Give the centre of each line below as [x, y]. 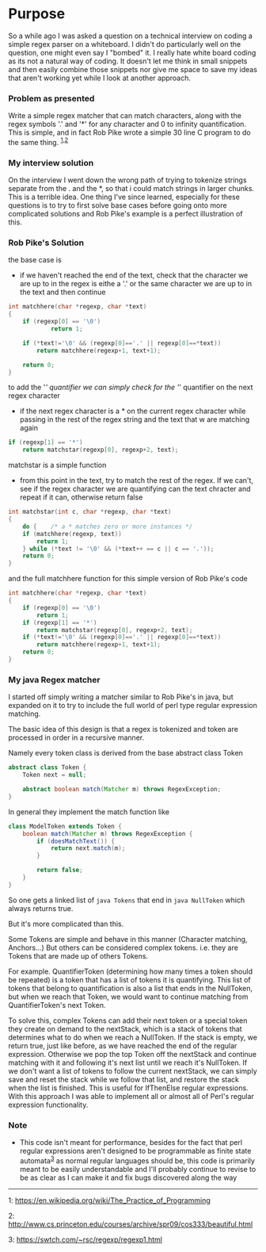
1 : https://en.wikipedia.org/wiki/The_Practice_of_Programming [110, 1200]
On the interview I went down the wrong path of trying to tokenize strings [127, 180]
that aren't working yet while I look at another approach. [100, 78]
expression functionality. [48, 1105]
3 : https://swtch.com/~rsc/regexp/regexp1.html [85, 1239]
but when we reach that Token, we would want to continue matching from [128, 997]
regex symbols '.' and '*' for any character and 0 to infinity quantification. [127, 124]
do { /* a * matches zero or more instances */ [108, 526]
